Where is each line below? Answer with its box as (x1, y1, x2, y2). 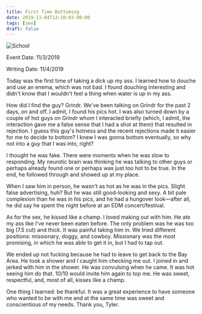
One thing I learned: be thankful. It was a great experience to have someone (6, 288, 195, 295)
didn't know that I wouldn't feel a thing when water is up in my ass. (6, 90, 172, 97)
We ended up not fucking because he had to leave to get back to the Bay (6, 251, 188, 258)
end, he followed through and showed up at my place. (6, 171, 140, 178)
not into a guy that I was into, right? (6, 140, 94, 148)
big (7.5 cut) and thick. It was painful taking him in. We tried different (6, 227, 176, 234)
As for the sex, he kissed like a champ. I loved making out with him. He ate (6, 213, 191, 221)
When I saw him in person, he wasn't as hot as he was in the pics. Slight (6, 183, 186, 190)
